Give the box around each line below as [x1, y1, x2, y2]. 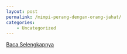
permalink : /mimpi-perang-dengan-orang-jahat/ [6, 14, 122, 20]
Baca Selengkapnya [6, 41, 54, 48]
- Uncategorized [16, 25, 57, 31]
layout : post [6, 8, 38, 15]
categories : [6, 19, 35, 25]
